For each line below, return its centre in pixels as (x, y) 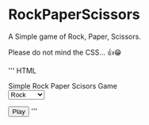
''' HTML (23, 70)
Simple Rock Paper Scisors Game (63, 85)
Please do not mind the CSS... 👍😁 (65, 52)
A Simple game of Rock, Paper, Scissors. (74, 36)
